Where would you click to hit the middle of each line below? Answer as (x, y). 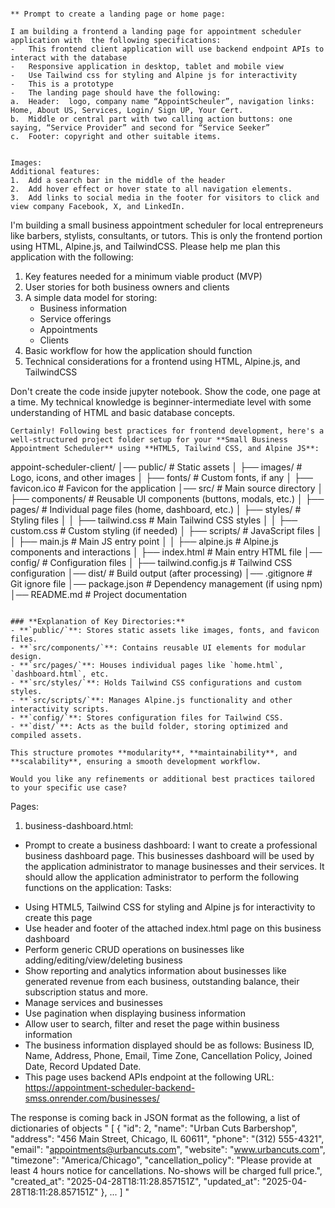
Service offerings (75, 319)
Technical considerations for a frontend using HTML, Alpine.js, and (162, 361)
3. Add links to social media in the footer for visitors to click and (165, 198)
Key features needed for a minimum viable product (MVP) (143, 276)
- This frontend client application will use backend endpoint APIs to (167, 49)
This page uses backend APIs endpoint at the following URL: (149, 1077)
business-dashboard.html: (79, 825)
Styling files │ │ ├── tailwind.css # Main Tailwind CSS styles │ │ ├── (154, 520)
